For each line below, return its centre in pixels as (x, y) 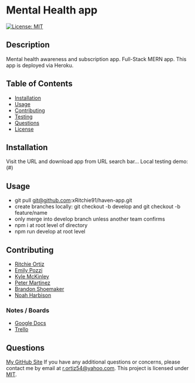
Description (28, 45)
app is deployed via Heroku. (40, 65)
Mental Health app (52, 10)
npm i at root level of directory (51, 225)
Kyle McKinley (32, 277)
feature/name (31, 213)
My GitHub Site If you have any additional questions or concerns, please (93, 362)
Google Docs (30, 323)
